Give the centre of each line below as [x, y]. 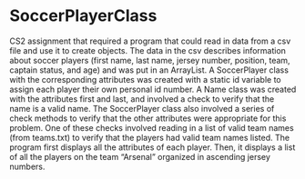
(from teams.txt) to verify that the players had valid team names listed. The [149, 137]
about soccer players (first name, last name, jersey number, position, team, [150, 60]
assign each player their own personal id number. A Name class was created [153, 89]
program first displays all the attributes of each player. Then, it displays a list [152, 147]
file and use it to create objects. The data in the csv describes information [148, 50]
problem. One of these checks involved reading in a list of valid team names [152, 127]
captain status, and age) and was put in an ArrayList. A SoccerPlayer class [149, 70]
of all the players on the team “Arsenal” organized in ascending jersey [140, 156]
